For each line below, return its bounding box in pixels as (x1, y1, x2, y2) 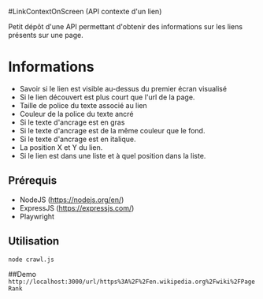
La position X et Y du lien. (19, 142, 103, 152)
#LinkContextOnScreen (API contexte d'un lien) (8, 7, 162, 16)
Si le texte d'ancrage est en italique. (19, 134, 136, 144)
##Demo (8, 270, 37, 279)
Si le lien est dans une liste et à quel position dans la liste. (19, 151, 206, 160)
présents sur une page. (8, 31, 84, 39)
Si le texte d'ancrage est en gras (19, 118, 125, 127)
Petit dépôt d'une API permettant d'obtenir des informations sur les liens (8, 22, 243, 31)
